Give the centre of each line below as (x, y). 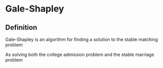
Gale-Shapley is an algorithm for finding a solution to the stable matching (82, 39)
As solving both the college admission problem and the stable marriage (80, 54)
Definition (21, 27)
